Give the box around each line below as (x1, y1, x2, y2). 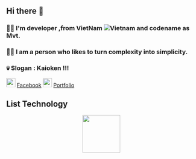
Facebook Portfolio (16, 81, 75, 89)
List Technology (6, 99, 68, 109)
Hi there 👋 (6, 6, 44, 16)
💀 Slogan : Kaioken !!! (6, 64, 69, 72)
